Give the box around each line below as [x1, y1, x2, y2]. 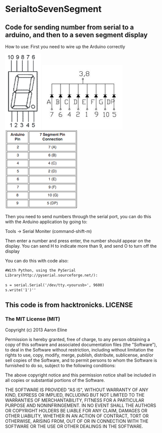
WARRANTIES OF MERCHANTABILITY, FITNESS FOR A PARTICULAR [5, 397, 144, 403]
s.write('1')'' [5, 288, 36, 292]
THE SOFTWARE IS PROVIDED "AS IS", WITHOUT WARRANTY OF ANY [5, 387, 149, 393]
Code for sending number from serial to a [5, 23, 134, 31]
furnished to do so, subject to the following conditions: [5, 362, 116, 368]
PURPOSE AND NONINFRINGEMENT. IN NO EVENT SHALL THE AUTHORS [5, 402, 157, 408]
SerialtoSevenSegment [5, 3, 102, 15]
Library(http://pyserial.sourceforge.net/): [5, 273, 98, 278]
